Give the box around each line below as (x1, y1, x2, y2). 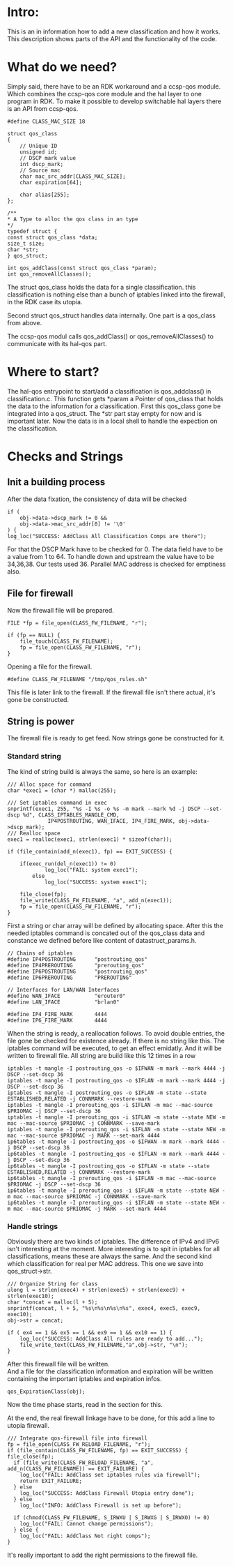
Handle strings (7, 1221, 58, 1231)
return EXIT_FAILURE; (19, 1477, 82, 1485)
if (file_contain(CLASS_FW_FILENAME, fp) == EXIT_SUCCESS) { (7, 1447, 188, 1454)
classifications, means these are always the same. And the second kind (7, 1252, 212, 1260)
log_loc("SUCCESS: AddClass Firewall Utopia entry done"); (19, 1490, 195, 1497)
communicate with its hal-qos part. (7, 339, 108, 348)
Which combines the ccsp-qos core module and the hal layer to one (7, 89, 202, 98)
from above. (7, 318, 42, 327)
